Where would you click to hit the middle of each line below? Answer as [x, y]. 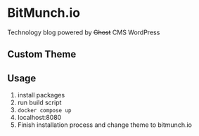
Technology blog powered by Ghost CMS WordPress [84, 32]
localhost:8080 [39, 118]
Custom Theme [42, 54]
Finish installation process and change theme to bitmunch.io [104, 125]
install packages [41, 95]
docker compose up [44, 111]
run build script [39, 102]
